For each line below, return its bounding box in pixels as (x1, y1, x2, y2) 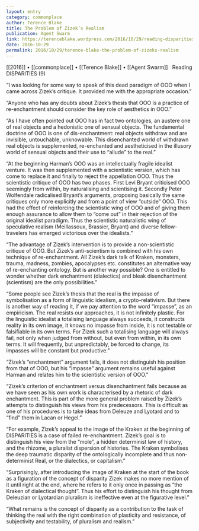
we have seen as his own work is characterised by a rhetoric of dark (6, 389, 173, 396)
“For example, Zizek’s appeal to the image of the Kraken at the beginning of (6, 425, 191, 433)
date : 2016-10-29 (6, 42, 49, 48)
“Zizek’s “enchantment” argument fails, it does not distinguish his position (6, 358, 186, 365)
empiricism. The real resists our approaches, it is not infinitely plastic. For (6, 309, 185, 316)
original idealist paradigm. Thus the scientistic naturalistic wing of (6, 217, 166, 224)
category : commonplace (6, 14, 62, 20)
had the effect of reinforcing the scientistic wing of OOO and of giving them (6, 204, 191, 211)
